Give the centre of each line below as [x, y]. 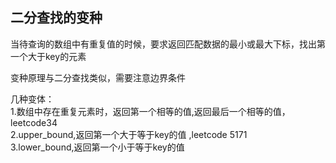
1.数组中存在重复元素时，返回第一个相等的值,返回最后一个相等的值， [150, 111]
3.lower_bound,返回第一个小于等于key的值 [97, 147]
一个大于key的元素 [48, 56]
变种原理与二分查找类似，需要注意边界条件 [98, 77]
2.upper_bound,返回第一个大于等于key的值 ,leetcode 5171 [129, 134]
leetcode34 [34, 122]
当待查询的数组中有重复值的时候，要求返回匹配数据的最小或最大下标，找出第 [168, 44]
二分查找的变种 [56, 18]
